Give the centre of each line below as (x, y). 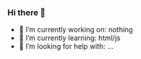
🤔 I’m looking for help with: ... (66, 46)
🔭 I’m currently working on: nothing (76, 30)
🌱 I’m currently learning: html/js (70, 38)
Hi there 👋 (27, 13)
